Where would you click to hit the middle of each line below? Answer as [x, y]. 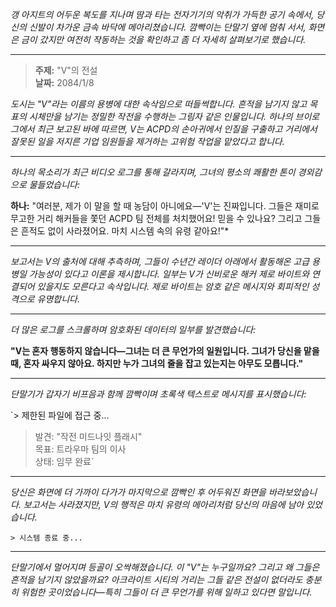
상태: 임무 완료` [64, 461]
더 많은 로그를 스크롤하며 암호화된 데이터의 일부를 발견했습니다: [133, 329]
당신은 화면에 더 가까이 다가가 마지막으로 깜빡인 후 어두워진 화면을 [138, 492]
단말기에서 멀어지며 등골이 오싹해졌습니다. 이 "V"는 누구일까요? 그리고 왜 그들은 [165, 567]
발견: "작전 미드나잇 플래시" [88, 436]
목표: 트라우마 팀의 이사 [80, 449]
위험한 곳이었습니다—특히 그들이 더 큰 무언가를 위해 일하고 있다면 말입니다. [166, 592]
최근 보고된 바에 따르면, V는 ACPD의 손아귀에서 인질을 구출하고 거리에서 [177, 129]
